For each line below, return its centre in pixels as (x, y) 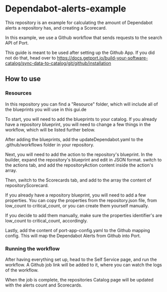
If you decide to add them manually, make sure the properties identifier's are (84, 215)
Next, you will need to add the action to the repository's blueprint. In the (79, 154)
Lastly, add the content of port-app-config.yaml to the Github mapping (78, 230)
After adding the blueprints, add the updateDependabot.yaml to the (74, 139)
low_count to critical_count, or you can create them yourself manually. (77, 205)
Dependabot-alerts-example (66, 9)
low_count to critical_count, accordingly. (47, 220)
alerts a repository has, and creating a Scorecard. (56, 27)
